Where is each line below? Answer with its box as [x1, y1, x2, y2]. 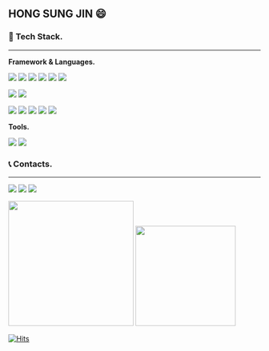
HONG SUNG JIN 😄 [8, 7, 106, 21]
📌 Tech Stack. [8, 31, 63, 42]
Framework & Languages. [8, 57, 96, 66]
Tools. [8, 122, 30, 131]
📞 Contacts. [8, 158, 53, 170]
